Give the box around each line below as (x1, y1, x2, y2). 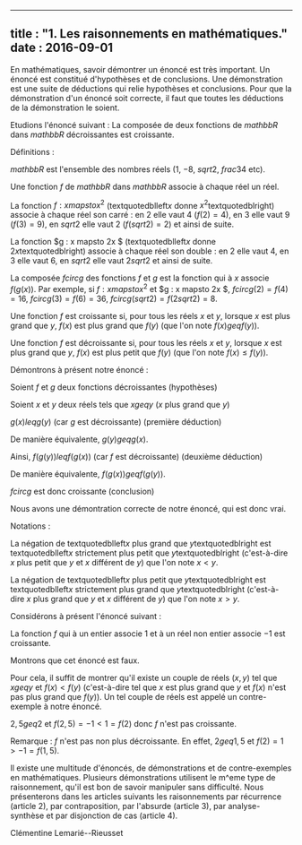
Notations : (10, 521, 51, 531)
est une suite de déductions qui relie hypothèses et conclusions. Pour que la (10, 82, 292, 94)
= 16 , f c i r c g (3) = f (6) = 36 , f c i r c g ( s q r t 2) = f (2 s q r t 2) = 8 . (10, 293, 218, 305)
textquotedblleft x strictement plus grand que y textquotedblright (10, 584, 246, 595)
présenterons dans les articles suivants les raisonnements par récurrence (10, 791, 281, 802)
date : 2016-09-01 (10, 40, 114, 56)
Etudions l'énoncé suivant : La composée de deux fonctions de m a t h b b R (10, 119, 279, 130)
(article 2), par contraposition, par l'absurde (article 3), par (10, 801, 227, 812)
